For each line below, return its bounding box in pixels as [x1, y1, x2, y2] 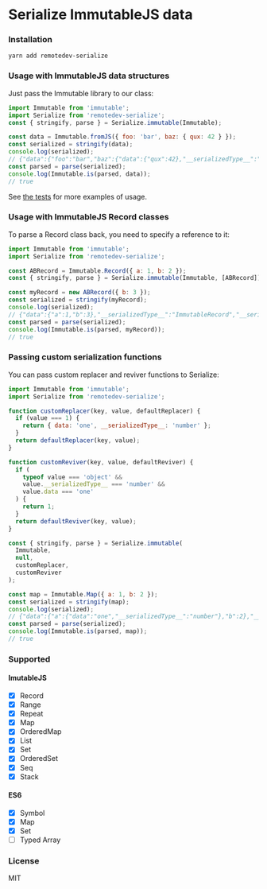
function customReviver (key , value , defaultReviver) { [8, 458, 194, 466]
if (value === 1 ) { [15, 414, 80, 422]
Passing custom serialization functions [8, 351, 162, 363]
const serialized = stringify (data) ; [8, 141, 133, 149]
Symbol [19, 808, 45, 817]
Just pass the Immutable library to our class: [8, 88, 154, 98]
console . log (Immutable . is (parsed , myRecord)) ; [8, 325, 165, 333]
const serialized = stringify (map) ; [8, 598, 130, 606]
